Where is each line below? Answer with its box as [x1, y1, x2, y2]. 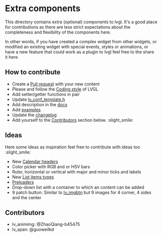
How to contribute [5, 68, 61, 77]
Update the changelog [12, 112, 57, 118]
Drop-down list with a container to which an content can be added [12, 184, 144, 190]
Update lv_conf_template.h [12, 96, 65, 102]
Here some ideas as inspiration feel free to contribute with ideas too [5, 144, 140, 150]
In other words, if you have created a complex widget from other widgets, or [5, 38, 157, 44]
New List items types [12, 174, 54, 180]
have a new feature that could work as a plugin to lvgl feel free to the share [5, 49, 154, 55]
